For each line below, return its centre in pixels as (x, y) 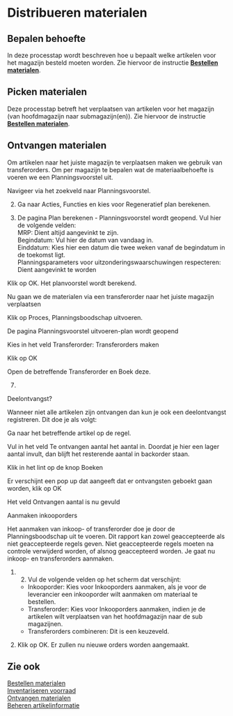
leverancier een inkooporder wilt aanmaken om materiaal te (113, 594)
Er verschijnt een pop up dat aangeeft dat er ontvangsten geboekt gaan (110, 481)
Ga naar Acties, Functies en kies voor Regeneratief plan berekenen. (114, 204)
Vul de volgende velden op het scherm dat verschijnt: (104, 579)
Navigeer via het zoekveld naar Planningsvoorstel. (79, 190)
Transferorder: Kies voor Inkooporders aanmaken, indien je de (116, 609)
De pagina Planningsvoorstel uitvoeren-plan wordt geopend (93, 331)
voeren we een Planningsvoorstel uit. (60, 177)
